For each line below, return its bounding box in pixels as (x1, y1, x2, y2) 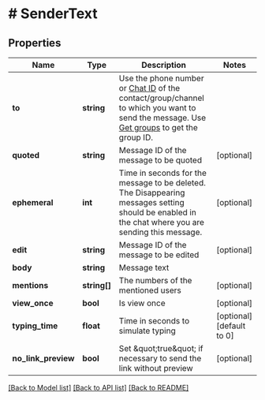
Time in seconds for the (118, 167, 207, 178)
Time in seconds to (118, 316, 190, 326)
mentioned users (118, 285, 181, 296)
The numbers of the (118, 275, 192, 286)
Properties (8, 36, 62, 50)
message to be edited (118, 249, 200, 260)
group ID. (118, 132, 154, 143)
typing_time (12, 320, 58, 331)
